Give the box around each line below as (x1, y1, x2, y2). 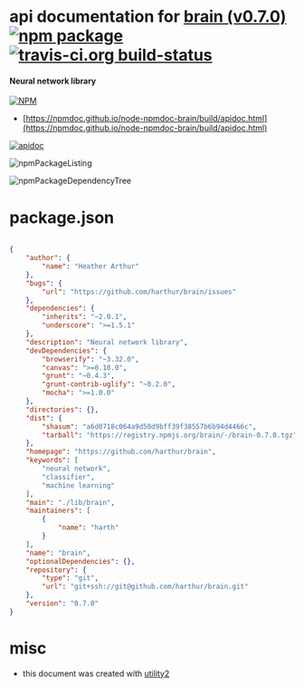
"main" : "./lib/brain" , (25, 498, 116, 507)
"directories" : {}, (25, 405, 100, 414)
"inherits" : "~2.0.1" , (42, 313, 128, 322)
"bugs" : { (25, 278, 63, 287)
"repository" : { (25, 565, 88, 575)
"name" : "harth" (57, 523, 119, 532)
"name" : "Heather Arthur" (42, 262, 140, 271)
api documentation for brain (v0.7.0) (9, 6, 287, 27)
